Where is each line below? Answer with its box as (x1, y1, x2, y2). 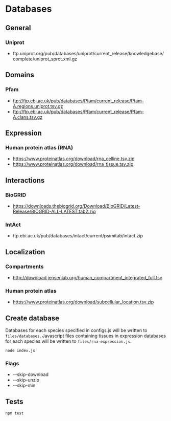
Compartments (5, 263, 44, 270)
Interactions (5, 176, 45, 185)
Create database (5, 314, 60, 322)
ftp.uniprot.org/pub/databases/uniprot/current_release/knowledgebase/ (12, 50, 164, 56)
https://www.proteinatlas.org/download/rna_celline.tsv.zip (12, 156, 135, 162)
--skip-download (12, 371, 48, 378)
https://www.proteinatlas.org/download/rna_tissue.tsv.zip (12, 161, 134, 167)
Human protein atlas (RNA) (5, 144, 73, 151)
